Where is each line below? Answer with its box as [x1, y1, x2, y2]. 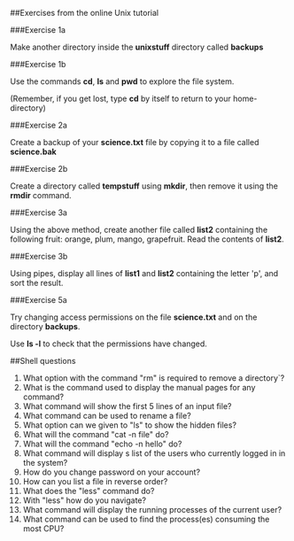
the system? [22, 458, 68, 468]
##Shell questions [10, 356, 76, 366]
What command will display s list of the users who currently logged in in [22, 448, 286, 459]
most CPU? [22, 523, 65, 534]
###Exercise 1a [10, 25, 66, 35]
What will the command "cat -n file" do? [22, 429, 169, 439]
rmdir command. [10, 190, 72, 200]
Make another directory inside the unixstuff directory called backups [10, 42, 264, 52]
